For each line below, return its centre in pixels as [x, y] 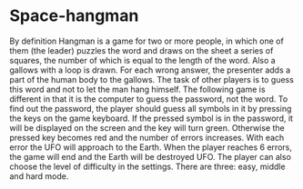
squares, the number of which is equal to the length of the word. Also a [142, 60]
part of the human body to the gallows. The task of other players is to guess [151, 79]
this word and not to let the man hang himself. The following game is [137, 89]
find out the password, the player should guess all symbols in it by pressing [151, 108]
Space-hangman [74, 16]
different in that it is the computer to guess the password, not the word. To [149, 99]
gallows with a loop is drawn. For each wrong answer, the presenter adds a [150, 70]
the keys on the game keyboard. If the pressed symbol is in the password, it [151, 118]
